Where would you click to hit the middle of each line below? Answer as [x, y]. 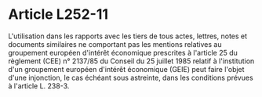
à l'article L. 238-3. [39, 86]
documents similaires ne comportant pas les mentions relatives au [115, 44]
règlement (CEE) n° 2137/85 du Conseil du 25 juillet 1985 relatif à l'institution [131, 61]
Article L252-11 [58, 14]
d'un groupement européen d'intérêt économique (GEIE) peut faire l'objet [126, 69]
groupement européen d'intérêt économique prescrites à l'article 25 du [123, 52]
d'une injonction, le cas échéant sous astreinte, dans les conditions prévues [131, 77]
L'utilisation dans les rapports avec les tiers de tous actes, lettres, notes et [128, 36]
